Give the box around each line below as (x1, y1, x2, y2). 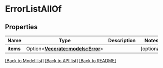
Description (108, 37, 136, 44)
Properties (5, 23, 38, 31)
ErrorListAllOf (5, 3, 62, 15)
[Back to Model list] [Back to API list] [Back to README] (5, 58, 116, 64)
